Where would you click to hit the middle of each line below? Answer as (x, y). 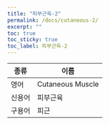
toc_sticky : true (33, 40)
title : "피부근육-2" (34, 14)
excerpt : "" (25, 27)
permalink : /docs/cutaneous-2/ (53, 20)
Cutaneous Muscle (68, 84)
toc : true (22, 33)
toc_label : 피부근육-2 (37, 46)
